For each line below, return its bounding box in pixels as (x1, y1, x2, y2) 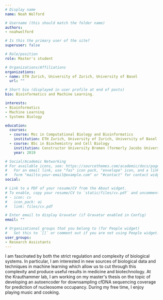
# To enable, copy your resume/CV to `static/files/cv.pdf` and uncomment (5, 190, 160, 195)
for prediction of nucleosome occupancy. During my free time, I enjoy (5, 284, 144, 290)
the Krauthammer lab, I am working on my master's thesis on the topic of (5, 274, 151, 280)
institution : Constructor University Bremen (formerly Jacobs (14, 146, 142, 150)
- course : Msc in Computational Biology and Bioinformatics (9, 132, 133, 137)
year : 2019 (14, 150, 36, 155)
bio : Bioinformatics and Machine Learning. (5, 92, 95, 97)
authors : (5, 25, 23, 30)
